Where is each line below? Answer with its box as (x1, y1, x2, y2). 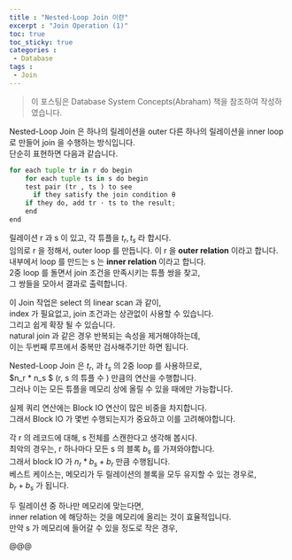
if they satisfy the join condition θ (32, 191, 176, 199)
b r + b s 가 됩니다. (9, 480, 69, 493)
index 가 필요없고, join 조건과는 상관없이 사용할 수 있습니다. (9, 307, 214, 319)
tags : (9, 63, 34, 72)
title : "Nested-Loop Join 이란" (9, 12, 129, 22)
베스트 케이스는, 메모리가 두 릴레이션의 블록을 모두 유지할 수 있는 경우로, (9, 469, 257, 479)
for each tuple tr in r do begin (9, 166, 133, 175)
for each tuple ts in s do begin (25, 174, 149, 183)
